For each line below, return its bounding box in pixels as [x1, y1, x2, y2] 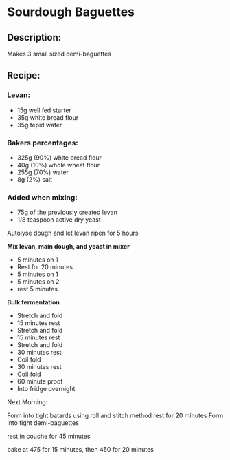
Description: [7, 32, 62, 43]
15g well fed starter [16, 106, 72, 114]
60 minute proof [16, 377, 63, 386]
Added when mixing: [7, 192, 78, 202]
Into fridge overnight [16, 385, 76, 393]
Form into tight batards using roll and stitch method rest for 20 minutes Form [7, 411, 224, 420]
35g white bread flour [16, 113, 79, 121]
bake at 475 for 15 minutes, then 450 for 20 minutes [7, 446, 154, 454]
